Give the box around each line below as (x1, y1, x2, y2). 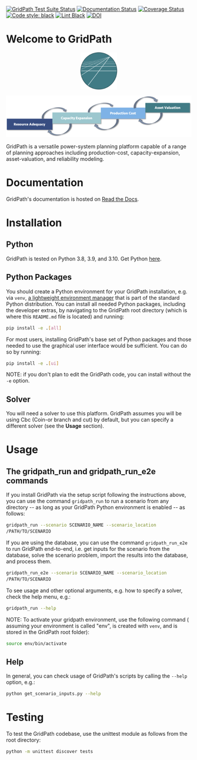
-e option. (6, 377, 30, 384)
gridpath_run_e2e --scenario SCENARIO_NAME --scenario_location (6, 570, 167, 576)
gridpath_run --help (6, 605, 57, 611)
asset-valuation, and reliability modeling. (6, 155, 105, 162)
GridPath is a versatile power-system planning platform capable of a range (6, 143, 186, 150)
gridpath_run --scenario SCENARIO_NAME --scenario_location (6, 522, 157, 528)
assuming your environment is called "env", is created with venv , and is (6, 622, 178, 629)
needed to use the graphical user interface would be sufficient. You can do (6, 342, 188, 349)
